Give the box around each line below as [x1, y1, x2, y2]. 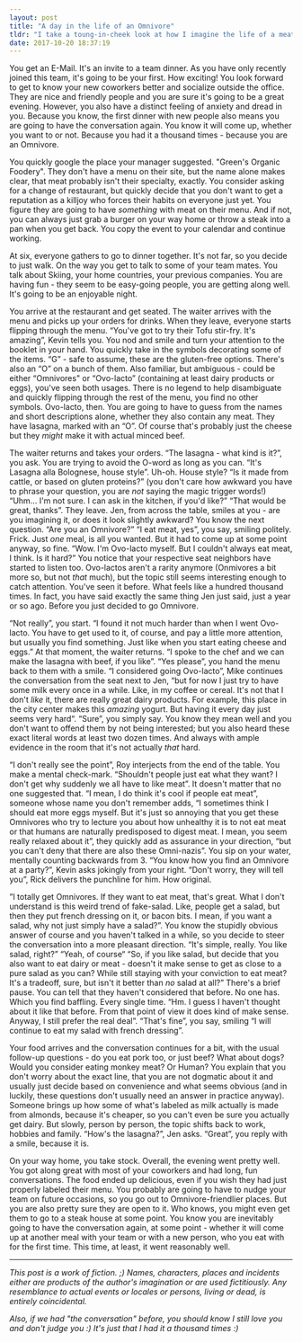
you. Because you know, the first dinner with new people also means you [9, 111, 280, 121]
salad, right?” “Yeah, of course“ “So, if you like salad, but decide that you [9, 949, 279, 960]
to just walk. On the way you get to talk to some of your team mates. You [9, 260, 279, 271]
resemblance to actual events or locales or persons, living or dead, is [9, 1286, 267, 1297]
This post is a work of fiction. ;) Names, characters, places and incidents [9, 1267, 280, 1278]
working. [9, 233, 42, 244]
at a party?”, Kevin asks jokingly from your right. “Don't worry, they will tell [9, 865, 284, 875]
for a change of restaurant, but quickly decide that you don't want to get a [9, 185, 283, 196]
